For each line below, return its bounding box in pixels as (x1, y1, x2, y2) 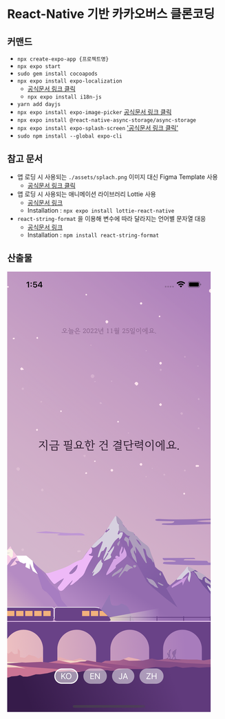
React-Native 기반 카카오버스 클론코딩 (7, 6, 215, 22)
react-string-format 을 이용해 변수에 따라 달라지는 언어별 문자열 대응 (17, 214, 206, 222)
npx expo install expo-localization (17, 78, 122, 85)
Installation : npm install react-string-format (27, 230, 160, 239)
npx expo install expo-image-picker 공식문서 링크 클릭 (17, 108, 172, 116)
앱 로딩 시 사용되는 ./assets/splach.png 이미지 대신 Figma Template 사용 (17, 173, 218, 181)
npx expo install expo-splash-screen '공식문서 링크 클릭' (17, 124, 179, 131)
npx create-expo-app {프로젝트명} (17, 56, 109, 63)
